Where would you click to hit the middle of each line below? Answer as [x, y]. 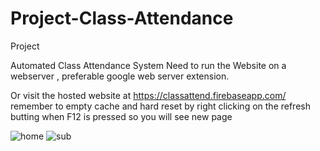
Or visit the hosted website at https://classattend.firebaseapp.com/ [148, 95]
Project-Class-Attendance [122, 18]
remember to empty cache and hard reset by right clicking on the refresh [160, 106]
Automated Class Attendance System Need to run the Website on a [148, 65]
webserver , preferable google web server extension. [120, 76]
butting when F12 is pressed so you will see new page [121, 116]
